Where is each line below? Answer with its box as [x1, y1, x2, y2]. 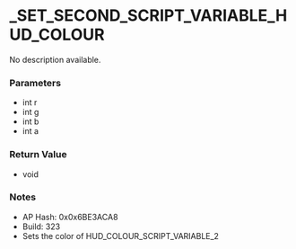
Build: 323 [22, 221, 61, 232]
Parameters [9, 76, 61, 89]
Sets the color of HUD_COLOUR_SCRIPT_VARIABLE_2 [22, 230, 220, 241]
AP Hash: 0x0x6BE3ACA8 [22, 211, 118, 222]
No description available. [9, 54, 101, 65]
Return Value [9, 148, 67, 161]
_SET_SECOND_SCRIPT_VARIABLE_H [9, 5, 288, 26]
